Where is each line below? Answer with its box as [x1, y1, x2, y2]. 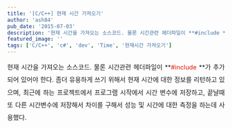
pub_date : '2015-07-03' [7, 23, 76, 30]
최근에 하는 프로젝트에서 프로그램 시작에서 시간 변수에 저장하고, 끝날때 [23, 88, 225, 97]
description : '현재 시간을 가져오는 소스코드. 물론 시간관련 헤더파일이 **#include [7, 29, 220, 36]
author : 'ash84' [7, 17, 54, 23]
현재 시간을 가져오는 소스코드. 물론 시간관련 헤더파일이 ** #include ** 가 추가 [7, 63, 225, 72]
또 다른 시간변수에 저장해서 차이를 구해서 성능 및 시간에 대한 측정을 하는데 [7, 101, 217, 110]
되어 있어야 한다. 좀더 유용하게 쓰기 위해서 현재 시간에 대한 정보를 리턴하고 [7, 76, 217, 85]
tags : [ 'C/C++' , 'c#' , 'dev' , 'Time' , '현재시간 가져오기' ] [7, 42, 173, 49]
